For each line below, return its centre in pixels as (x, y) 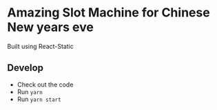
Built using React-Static (40, 46)
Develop (25, 68)
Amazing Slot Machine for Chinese (108, 13)
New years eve (51, 27)
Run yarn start (39, 99)
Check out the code (45, 85)
